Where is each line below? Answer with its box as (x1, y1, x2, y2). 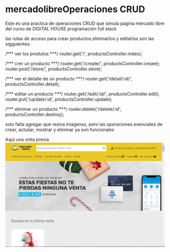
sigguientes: (5, 40, 31, 47)
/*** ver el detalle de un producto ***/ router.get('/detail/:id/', (5, 75, 133, 81)
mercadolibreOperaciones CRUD (5, 4, 145, 15)
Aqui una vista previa (5, 136, 49, 142)
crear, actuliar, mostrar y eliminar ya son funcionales (5, 127, 115, 133)
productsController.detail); (5, 81, 60, 87)
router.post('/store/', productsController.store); (5, 66, 102, 72)
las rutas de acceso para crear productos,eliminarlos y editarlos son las (5, 35, 154, 41)
